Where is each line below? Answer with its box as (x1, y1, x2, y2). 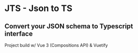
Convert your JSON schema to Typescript (4, 22, 134, 30)
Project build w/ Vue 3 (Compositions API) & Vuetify (4, 42, 108, 48)
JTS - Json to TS (4, 3, 73, 14)
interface (4, 29, 33, 38)
